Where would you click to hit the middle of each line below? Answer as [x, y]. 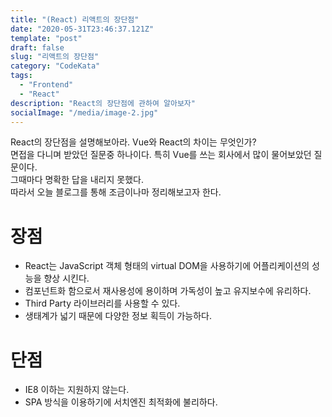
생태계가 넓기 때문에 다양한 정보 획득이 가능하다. [118, 316]
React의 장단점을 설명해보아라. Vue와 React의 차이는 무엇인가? [133, 142]
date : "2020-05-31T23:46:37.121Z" [82, 29]
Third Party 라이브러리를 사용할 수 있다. [102, 303]
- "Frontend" [46, 85]
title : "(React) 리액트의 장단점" [75, 19]
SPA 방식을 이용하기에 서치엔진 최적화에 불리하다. [121, 402]
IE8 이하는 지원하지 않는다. [77, 390]
